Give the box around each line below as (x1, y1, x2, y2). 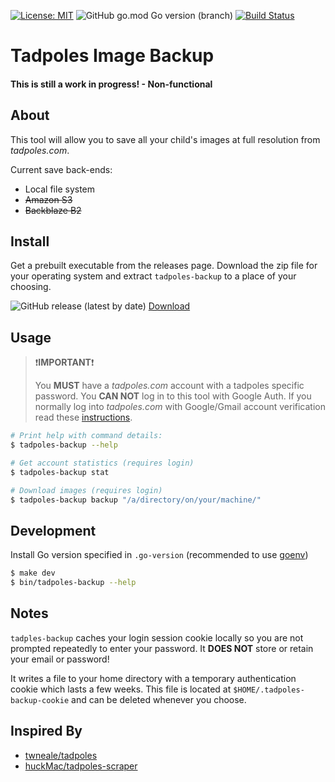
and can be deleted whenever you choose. (71, 693, 247, 705)
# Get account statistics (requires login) (10, 458, 195, 468)
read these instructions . (34, 411, 133, 424)
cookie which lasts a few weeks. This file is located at (10, 683, 232, 695)
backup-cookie (10, 695, 70, 705)
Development (10, 522, 97, 539)
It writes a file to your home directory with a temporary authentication (10, 672, 297, 684)
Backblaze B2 (24, 204, 82, 216)
